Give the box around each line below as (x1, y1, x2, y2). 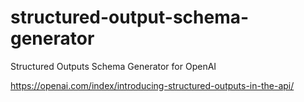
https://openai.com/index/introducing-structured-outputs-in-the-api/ (10, 79, 295, 91)
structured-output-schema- (10, 6, 250, 29)
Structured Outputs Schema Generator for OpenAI (10, 60, 217, 72)
